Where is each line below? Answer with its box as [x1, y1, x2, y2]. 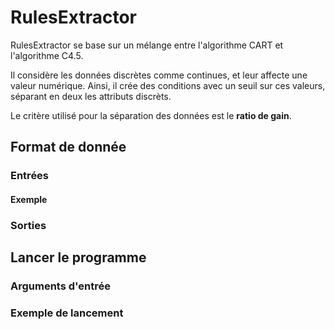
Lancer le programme [10, 249, 147, 266]
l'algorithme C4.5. [10, 49, 84, 61]
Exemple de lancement [10, 306, 124, 320]
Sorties [10, 218, 47, 232]
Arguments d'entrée [10, 279, 111, 293]
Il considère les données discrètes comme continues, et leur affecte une [10, 69, 308, 81]
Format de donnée [10, 139, 127, 156]
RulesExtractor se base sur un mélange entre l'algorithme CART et [10, 39, 284, 51]
